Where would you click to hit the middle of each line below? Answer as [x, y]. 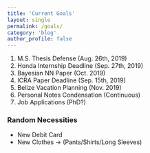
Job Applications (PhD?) [51, 102]
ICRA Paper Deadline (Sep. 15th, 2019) [71, 80]
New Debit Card [40, 135]
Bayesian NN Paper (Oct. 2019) [61, 73]
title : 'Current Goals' [41, 13]
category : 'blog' [32, 33]
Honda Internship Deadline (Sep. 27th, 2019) [80, 66]
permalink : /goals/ [35, 26]
